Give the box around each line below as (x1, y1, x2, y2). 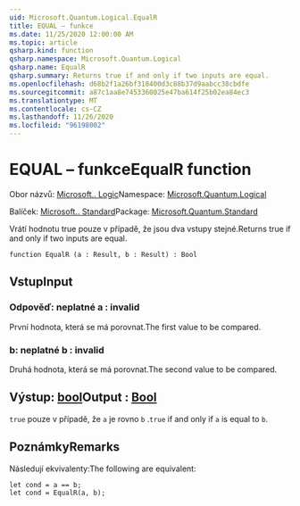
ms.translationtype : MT (9, 95, 98, 105)
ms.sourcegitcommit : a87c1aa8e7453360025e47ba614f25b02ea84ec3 (9, 87, 250, 96)
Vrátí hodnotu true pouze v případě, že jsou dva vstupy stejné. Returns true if (9, 223, 292, 234)
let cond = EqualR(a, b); (9, 488, 105, 497)
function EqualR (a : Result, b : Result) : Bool (9, 250, 198, 259)
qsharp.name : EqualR (9, 63, 87, 72)
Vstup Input (9, 274, 73, 290)
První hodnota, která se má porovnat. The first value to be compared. (9, 321, 262, 332)
